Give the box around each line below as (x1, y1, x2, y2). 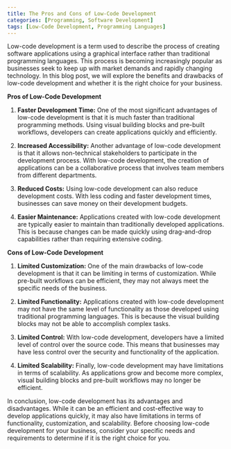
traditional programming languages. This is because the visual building (17, 312, 220, 320)
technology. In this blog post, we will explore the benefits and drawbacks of (7, 72, 223, 80)
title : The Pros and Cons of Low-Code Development (7, 10, 157, 17)
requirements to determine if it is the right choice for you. (7, 434, 171, 442)
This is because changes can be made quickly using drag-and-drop (17, 227, 212, 236)
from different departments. (17, 171, 97, 179)
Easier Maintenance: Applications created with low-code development (17, 213, 221, 221)
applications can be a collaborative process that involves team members (17, 164, 225, 172)
